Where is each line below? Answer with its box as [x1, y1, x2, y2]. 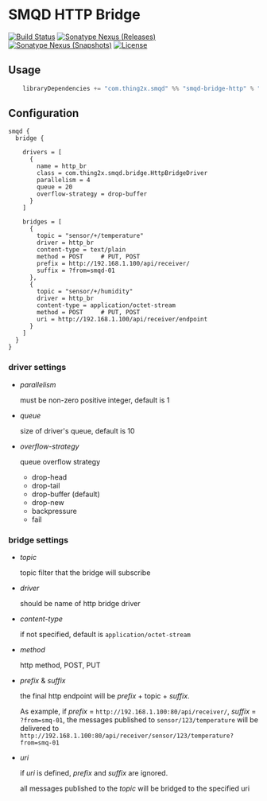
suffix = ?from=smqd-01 [37, 266, 115, 275]
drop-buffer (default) [31, 489, 101, 499]
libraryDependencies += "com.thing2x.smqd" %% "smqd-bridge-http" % [22, 84, 254, 92]
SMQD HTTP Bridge [8, 6, 141, 24]
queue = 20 [37, 183, 73, 192]
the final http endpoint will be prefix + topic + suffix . [19, 691, 190, 701]
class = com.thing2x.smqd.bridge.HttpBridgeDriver [37, 169, 208, 177]
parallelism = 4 [37, 177, 91, 185]
